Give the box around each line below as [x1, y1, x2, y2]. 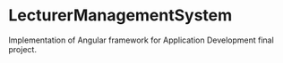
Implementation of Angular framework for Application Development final [8, 35, 274, 45]
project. [8, 43, 38, 54]
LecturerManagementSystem [8, 5, 233, 26]
